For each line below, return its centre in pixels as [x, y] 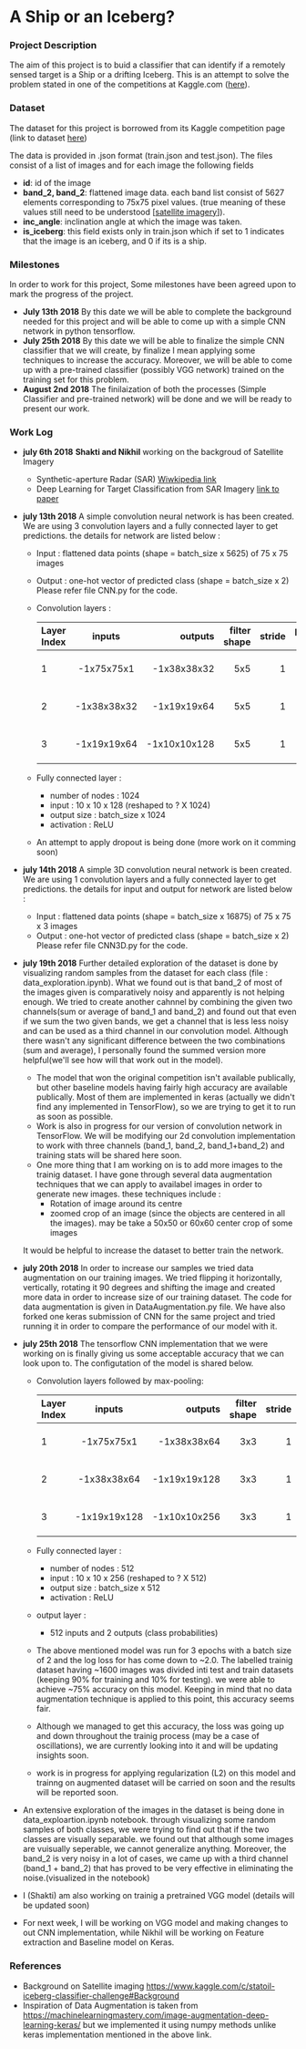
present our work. [56, 409]
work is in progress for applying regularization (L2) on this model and [166, 1773]
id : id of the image [57, 182]
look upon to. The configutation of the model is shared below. [138, 1363]
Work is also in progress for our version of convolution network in [159, 1126]
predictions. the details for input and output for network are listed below [158, 889]
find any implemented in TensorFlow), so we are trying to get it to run [166, 1107]
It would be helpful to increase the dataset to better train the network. [153, 1250]
